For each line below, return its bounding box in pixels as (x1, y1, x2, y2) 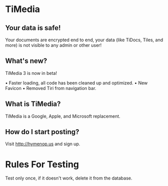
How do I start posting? (5, 128, 79, 136)
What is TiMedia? (5, 100, 61, 109)
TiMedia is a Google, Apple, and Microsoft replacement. (5, 113, 120, 119)
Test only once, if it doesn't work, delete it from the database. (5, 175, 133, 181)
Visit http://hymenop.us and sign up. (5, 141, 80, 147)
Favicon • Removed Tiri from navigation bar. (5, 85, 97, 91)
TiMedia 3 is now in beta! (5, 70, 57, 76)
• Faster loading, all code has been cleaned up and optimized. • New (5, 79, 148, 86)
